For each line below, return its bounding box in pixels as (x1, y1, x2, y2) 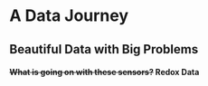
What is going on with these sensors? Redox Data (9, 67, 200, 78)
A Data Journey (9, 5, 129, 26)
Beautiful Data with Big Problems (9, 42, 199, 57)
